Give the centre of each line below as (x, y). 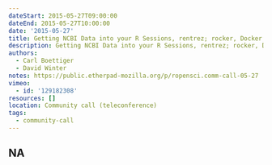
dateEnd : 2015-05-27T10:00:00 (59, 23)
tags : (17, 113)
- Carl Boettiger (45, 61)
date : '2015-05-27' (41, 31)
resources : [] (32, 98)
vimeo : (19, 83)
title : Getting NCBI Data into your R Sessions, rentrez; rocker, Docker (136, 38)
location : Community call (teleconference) (83, 105)
